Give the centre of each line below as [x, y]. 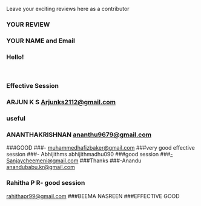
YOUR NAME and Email [41, 41]
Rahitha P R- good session [46, 183]
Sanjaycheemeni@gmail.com [42, 161]
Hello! [15, 57]
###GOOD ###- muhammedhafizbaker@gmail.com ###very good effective [100, 148]
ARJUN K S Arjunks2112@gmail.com [61, 102]
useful [16, 118]
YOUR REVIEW [28, 24]
